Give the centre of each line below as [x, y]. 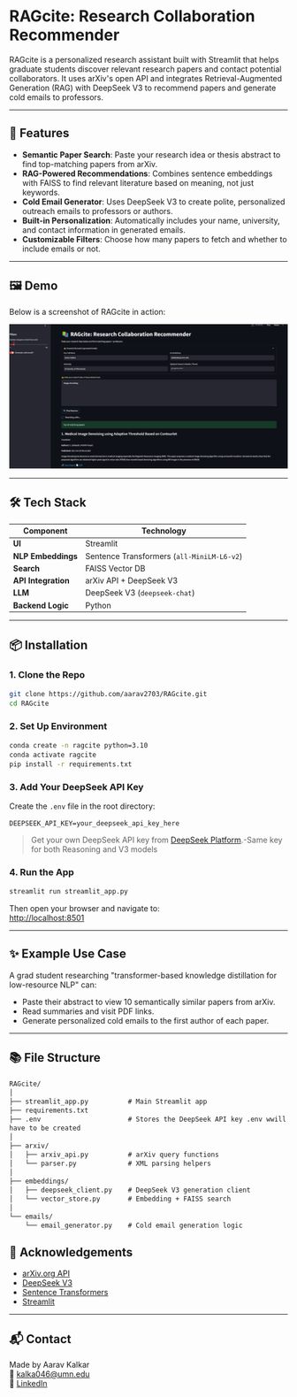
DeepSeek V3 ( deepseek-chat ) [140, 593]
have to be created [45, 1128]
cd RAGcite [29, 703]
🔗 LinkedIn [28, 1384]
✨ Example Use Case [68, 954]
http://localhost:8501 [47, 918]
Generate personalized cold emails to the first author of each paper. [145, 1020]
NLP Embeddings [45, 556]
